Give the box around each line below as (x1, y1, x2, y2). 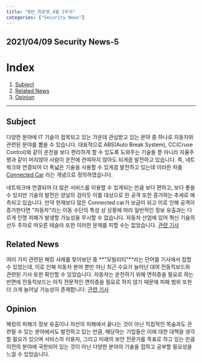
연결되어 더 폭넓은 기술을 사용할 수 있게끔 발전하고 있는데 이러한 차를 (22, 163, 183, 170)
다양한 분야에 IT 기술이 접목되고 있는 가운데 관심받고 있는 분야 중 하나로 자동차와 (6, 133, 194, 140)
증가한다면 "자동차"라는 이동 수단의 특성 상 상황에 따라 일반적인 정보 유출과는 (6, 206, 186, 214)
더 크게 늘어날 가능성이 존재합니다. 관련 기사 (6, 286, 109, 293)
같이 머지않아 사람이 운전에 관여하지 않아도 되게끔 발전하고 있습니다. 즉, (17, 156, 185, 163)
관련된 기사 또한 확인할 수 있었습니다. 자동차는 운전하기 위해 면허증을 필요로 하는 (6, 271, 194, 278)
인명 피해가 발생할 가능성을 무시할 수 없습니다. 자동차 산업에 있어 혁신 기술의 (17, 214, 195, 221)
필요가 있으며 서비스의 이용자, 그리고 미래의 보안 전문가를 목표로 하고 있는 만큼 (12, 335, 195, 343)
